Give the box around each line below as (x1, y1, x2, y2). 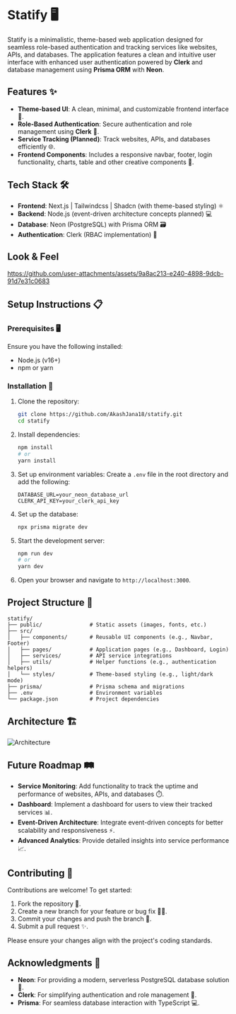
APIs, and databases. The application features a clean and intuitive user (7, 50, 216, 59)
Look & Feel (7, 250, 59, 263)
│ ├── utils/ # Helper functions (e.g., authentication (7, 659, 217, 666)
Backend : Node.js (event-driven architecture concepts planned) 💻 (17, 209, 213, 218)
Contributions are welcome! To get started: (7, 886, 132, 894)
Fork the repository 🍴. (17, 899, 81, 908)
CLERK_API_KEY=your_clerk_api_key (17, 497, 119, 505)
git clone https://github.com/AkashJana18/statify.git (17, 411, 183, 418)
